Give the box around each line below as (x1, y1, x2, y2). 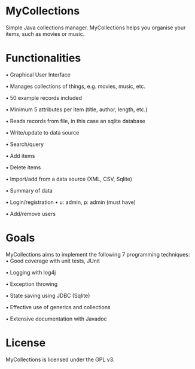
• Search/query (5, 141, 44, 148)
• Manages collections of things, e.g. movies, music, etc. (5, 83, 146, 90)
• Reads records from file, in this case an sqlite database (5, 117, 146, 124)
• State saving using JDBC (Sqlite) (5, 292, 90, 299)
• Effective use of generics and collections (5, 303, 111, 310)
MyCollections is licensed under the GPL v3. (5, 356, 115, 363)
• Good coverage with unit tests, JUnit (5, 257, 100, 264)
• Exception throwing (5, 280, 58, 288)
